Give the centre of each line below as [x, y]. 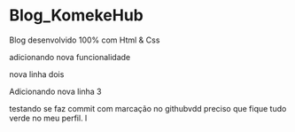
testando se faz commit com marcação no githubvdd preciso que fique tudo [148, 108]
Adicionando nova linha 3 [55, 91]
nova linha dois [37, 74]
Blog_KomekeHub [76, 16]
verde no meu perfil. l [48, 118]
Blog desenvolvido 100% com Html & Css [85, 40]
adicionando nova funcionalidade [70, 57]
